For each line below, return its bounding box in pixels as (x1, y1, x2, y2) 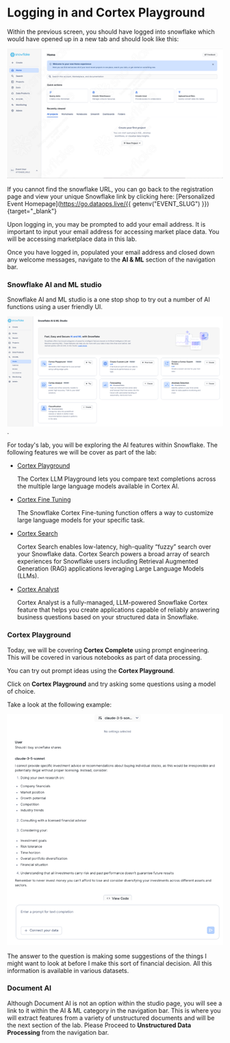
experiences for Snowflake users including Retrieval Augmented (16, 558, 199, 566)
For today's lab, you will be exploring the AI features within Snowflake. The (7, 441, 218, 449)
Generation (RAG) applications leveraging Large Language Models (16, 564, 204, 573)
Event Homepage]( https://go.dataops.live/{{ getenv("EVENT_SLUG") (7, 199, 201, 207)
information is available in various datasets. (7, 966, 129, 974)
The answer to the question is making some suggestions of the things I (7, 952, 207, 960)
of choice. (7, 687, 36, 695)
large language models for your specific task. (16, 516, 145, 525)
